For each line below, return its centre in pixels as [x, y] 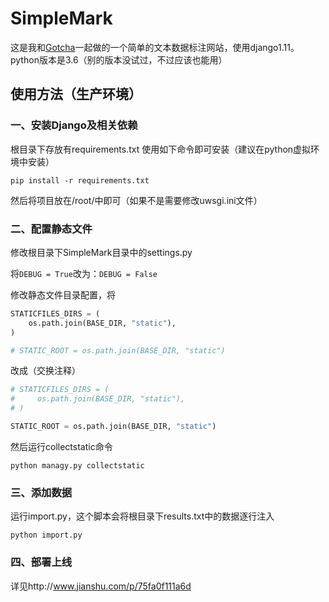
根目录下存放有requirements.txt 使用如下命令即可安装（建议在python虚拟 [161, 149]
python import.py [46, 535]
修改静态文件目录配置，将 [63, 294]
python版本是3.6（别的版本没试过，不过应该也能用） [119, 59]
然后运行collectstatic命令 [61, 446]
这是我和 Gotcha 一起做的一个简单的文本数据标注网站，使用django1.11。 [155, 47]
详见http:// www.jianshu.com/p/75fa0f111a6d [101, 586]
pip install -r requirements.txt [80, 180]
